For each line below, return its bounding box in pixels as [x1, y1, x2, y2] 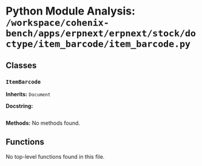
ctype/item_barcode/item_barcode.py [5, 38, 191, 50]
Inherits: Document [5, 90, 51, 98]
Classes [5, 60, 37, 70]
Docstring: [5, 102, 33, 110]
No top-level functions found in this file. [5, 153, 105, 160]
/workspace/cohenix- [5, 17, 110, 28]
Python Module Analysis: [5, 4, 136, 18]
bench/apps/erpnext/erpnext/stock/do [5, 28, 197, 39]
